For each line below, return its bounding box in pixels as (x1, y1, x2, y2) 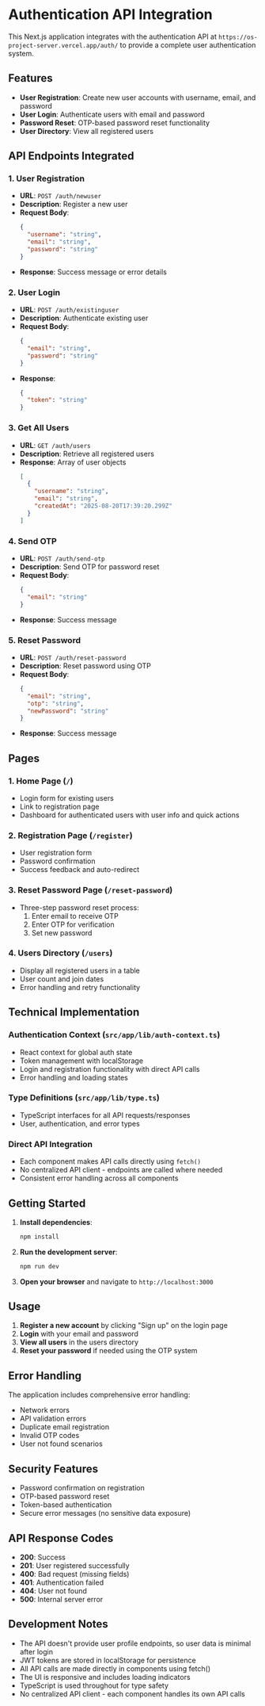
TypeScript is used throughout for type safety (19, 1681, 168, 1690)
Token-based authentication (19, 1500, 112, 1509)
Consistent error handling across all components (19, 1173, 179, 1183)
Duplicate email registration (19, 1422, 109, 1432)
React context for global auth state (19, 1047, 133, 1057)
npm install (19, 1233, 59, 1241)
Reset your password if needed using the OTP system (19, 1346, 198, 1356)
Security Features (8, 1462, 99, 1475)
